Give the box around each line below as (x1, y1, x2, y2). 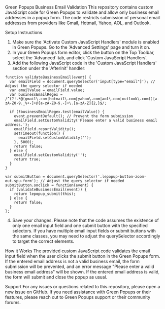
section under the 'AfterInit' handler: (12, 65, 86, 71)
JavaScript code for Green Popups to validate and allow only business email (5, 9, 160, 15)
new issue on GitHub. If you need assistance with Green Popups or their (5, 289, 151, 295)
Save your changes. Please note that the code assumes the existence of (12, 217, 159, 223)
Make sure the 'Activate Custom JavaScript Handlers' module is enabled (12, 39, 159, 45)
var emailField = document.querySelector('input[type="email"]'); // (9, 79, 155, 84)
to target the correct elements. (12, 238, 75, 244)
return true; (14, 157, 41, 162)
